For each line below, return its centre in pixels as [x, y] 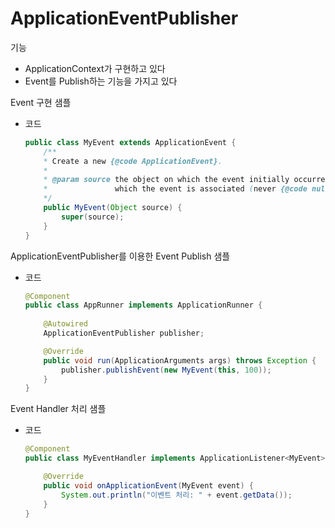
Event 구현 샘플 [41, 102]
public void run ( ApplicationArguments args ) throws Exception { [180, 360]
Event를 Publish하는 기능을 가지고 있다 [101, 81]
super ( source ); [93, 217]
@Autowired [66, 324]
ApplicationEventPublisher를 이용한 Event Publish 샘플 [120, 256]
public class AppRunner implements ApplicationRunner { [143, 305]
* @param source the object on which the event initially [166, 180]
